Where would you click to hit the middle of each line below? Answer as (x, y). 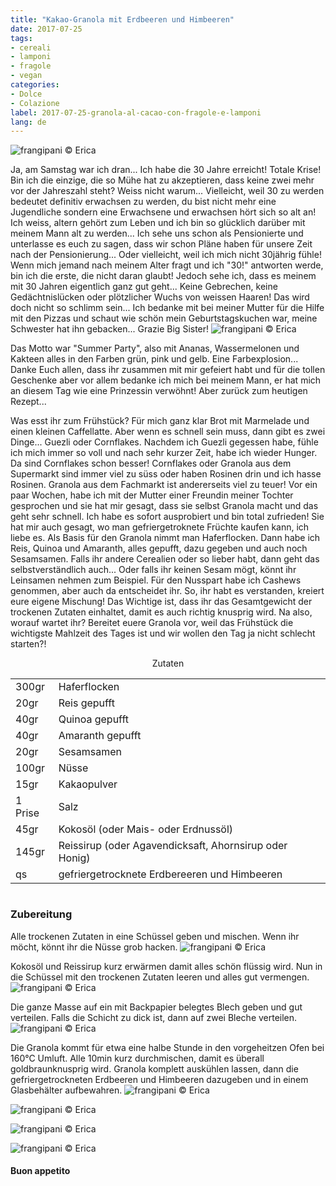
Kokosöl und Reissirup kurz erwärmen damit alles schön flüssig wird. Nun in (166, 966)
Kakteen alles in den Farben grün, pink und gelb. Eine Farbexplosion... (154, 359)
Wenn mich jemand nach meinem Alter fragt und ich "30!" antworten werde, (167, 265)
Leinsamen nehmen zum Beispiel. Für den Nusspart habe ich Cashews (156, 580)
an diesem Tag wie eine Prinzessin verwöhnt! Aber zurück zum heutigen (159, 391)
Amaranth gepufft (100, 736)
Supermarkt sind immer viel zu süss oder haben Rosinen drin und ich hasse (166, 474)
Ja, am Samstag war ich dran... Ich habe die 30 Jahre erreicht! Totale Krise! (166, 170)
